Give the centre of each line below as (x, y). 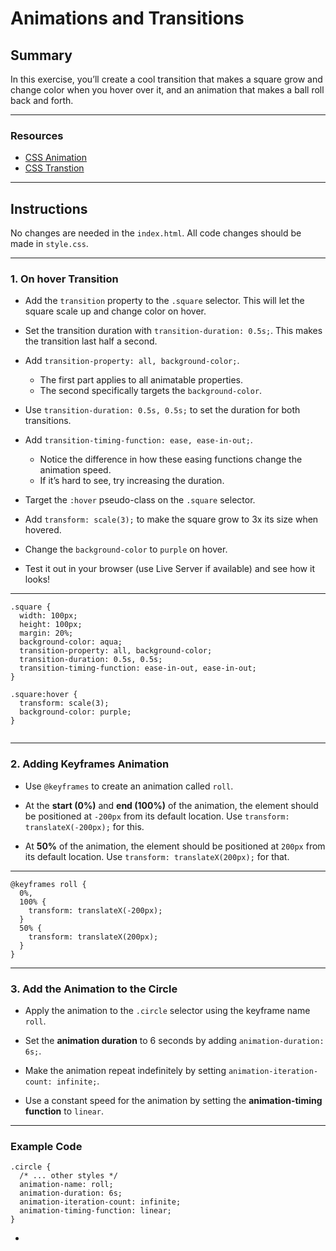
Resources (37, 135)
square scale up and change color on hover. (115, 311)
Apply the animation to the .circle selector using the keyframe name (167, 1010)
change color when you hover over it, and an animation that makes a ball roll (167, 90)
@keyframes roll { (48, 884)
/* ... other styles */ (68, 1176)
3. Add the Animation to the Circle (94, 989)
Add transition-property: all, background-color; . (132, 361)
